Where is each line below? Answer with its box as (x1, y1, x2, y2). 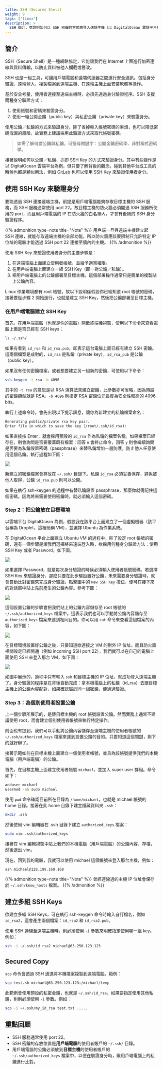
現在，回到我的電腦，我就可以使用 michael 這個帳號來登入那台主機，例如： (5, 857, 155, 863)
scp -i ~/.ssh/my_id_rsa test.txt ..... (5, 1006, 88, 1011)
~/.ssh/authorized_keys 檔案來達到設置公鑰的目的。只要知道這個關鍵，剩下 (5, 734, 156, 740)
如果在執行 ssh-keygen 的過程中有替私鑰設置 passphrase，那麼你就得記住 (5, 487, 154, 493)
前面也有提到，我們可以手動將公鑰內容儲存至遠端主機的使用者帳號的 (5, 728, 141, 734)
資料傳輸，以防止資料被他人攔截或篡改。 (13, 64, 95, 70)
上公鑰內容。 (12, 278, 38, 284)
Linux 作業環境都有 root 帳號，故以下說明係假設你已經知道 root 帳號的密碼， (5, 288, 157, 295)
